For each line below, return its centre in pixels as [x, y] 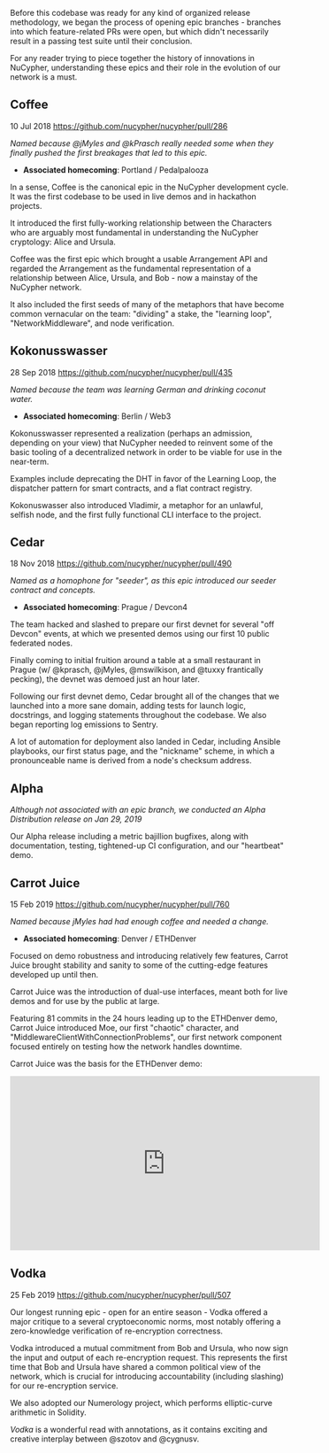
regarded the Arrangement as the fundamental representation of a [130, 268]
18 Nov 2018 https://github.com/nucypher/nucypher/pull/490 [121, 564]
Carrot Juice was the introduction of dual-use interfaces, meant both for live [149, 992]
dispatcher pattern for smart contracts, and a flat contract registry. [131, 488]
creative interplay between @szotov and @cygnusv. [105, 1439]
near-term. [30, 461]
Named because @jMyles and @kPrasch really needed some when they [142, 143]
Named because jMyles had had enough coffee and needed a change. [139, 922]
